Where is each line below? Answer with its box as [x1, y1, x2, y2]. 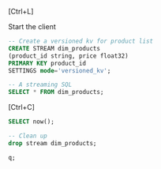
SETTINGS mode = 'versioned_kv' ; [8, 66, 111, 74]
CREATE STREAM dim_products [8, 44, 101, 52]
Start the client [8, 22, 57, 31]
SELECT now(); [8, 118, 55, 126]
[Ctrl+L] [8, 7, 34, 16]
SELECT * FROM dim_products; [8, 88, 104, 96]
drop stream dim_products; [8, 139, 97, 147]
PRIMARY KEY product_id [8, 59, 87, 67]
